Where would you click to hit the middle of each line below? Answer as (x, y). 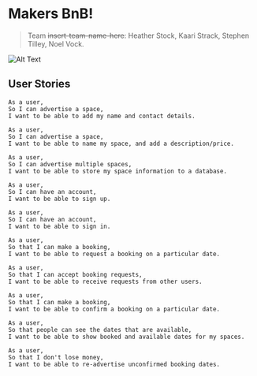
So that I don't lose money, (56, 357)
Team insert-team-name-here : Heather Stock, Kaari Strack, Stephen (138, 35)
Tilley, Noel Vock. (56, 43)
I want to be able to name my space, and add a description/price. (121, 143)
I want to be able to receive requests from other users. (105, 281)
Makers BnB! (51, 14)
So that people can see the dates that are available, (100, 329)
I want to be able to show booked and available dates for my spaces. (127, 337)
